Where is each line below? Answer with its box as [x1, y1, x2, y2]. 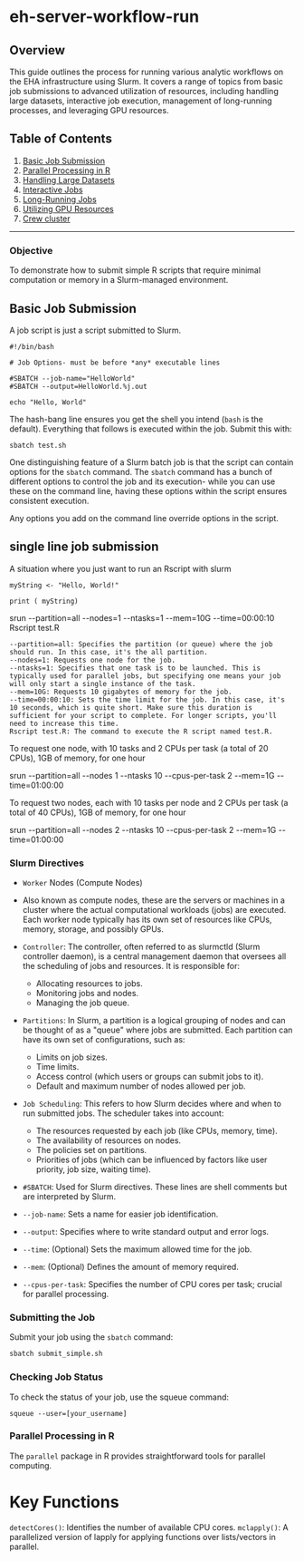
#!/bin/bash [9, 342, 54, 351]
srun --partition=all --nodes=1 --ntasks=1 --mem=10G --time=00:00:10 [9, 612, 275, 623]
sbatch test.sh [9, 441, 67, 450]
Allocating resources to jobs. [35, 978, 143, 989]
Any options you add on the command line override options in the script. [9, 512, 279, 523]
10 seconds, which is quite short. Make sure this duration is [9, 703, 253, 713]
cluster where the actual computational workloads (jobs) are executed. [22, 905, 287, 916]
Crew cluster [22, 213, 71, 224]
